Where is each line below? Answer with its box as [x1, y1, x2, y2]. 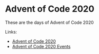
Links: [5, 29, 17, 35]
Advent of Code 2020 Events [12, 43, 71, 49]
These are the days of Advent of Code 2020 [5, 19, 94, 25]
